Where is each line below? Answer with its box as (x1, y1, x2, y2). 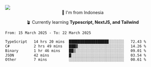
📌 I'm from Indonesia (61, 10, 104, 15)
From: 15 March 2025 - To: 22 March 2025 (5, 31, 91, 35)
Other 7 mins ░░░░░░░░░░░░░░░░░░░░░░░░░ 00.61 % (5, 57, 147, 62)
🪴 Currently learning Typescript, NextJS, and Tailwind (26, 19, 139, 25)
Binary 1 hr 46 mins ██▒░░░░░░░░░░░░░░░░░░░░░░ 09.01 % (5, 48, 147, 53)
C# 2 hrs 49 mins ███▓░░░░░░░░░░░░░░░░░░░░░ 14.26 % (5, 44, 147, 49)
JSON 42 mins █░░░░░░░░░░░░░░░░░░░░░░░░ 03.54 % (5, 53, 147, 58)
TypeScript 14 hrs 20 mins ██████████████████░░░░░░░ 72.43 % (5, 39, 147, 44)
